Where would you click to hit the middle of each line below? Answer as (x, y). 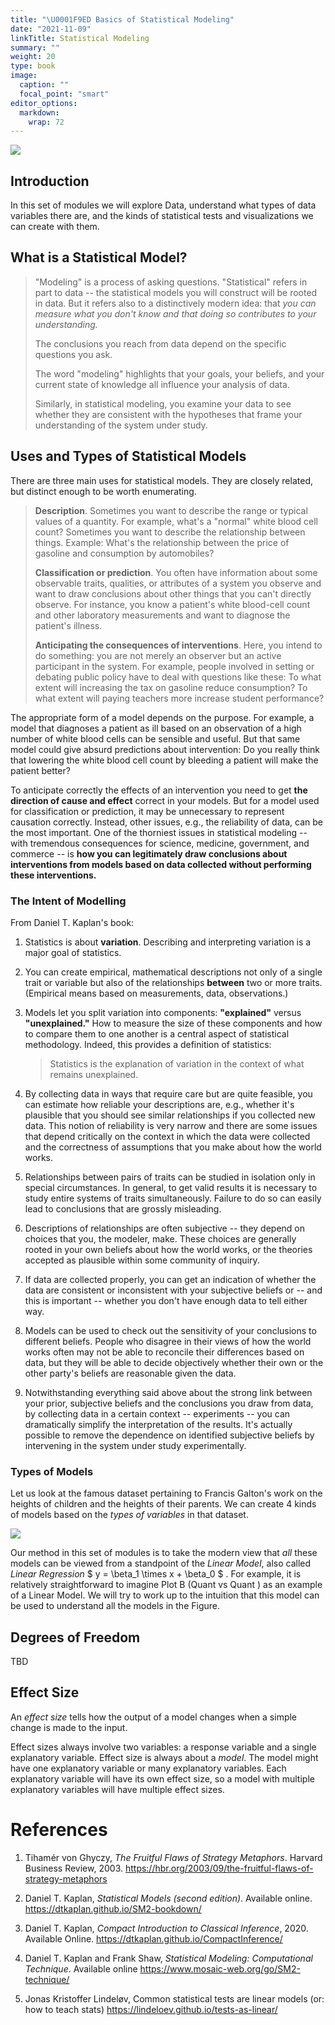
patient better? (40, 770)
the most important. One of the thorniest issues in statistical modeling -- (159, 832)
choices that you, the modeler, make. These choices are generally (160, 1238)
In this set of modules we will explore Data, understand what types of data (163, 205)
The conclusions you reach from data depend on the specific (160, 343)
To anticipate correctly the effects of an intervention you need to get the (159, 790)
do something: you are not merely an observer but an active (158, 655)
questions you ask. (73, 354)
